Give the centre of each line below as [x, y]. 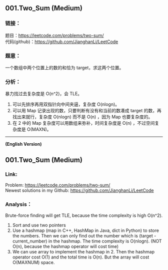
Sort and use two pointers [39, 225]
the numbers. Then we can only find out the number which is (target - [84, 236]
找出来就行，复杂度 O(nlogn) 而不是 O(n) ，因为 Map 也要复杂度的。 [82, 117]
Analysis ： [19, 204]
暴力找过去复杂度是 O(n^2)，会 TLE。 [44, 94]
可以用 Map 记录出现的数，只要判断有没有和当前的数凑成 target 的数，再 [87, 111]
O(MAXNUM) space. [33, 262]
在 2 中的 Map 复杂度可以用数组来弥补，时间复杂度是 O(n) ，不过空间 [83, 123]
